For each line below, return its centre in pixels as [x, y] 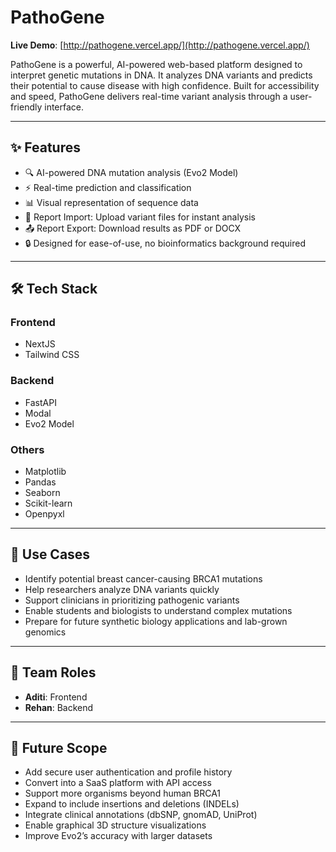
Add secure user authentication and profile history [128, 772]
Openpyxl [44, 514]
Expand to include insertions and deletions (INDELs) [132, 804]
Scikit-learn [48, 503]
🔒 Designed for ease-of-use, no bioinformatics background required [165, 243]
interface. [64, 107]
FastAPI [40, 402]
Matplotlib [45, 472]
